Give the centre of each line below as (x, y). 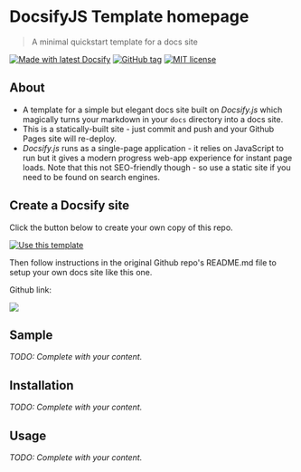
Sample (31, 335)
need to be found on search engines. (91, 177)
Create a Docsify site (69, 206)
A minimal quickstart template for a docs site (115, 42)
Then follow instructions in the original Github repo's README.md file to (143, 262)
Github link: (31, 289)
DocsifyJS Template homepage (129, 17)
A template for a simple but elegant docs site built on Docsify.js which (152, 110)
